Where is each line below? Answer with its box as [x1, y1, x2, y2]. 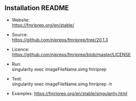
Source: [11, 31, 28, 37]
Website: [11, 17, 30, 23]
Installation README [4, 4, 69, 12]
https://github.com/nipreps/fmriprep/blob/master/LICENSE [11, 51, 131, 57]
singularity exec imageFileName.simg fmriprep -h [11, 81, 112, 87]
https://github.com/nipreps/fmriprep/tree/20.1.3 [11, 37, 108, 43]
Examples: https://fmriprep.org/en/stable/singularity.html [11, 90, 128, 96]
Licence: [11, 46, 30, 52]
